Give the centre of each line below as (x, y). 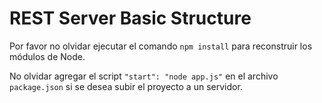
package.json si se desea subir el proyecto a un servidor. (126, 86)
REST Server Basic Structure (130, 18)
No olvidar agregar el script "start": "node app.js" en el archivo (144, 76)
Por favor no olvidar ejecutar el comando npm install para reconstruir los (161, 46)
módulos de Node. (47, 56)
